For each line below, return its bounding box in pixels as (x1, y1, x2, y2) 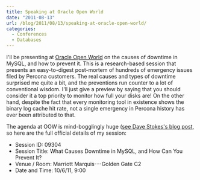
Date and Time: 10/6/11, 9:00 (14, 167, 86, 174)
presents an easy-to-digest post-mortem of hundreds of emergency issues (6, 66, 193, 73)
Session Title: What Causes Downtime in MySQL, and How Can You (14, 147, 183, 155)
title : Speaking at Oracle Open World (6, 8, 104, 15)
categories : (6, 25, 36, 32)
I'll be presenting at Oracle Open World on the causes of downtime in (6, 54, 178, 60)
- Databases (11, 37, 42, 43)
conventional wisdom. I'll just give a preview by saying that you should (6, 86, 181, 92)
